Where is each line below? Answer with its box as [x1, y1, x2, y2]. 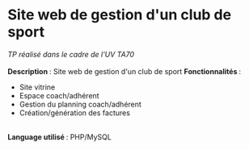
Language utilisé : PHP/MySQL [7, 131, 112, 142]
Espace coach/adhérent [19, 90, 99, 100]
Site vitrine [19, 82, 56, 92]
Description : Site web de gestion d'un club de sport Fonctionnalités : [7, 66, 242, 76]
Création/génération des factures [19, 107, 131, 118]
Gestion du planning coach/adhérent [19, 99, 142, 109]
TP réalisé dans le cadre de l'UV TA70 [7, 49, 135, 59]
